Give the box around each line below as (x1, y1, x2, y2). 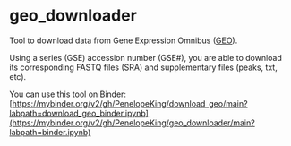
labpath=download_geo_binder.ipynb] (9, 107, 150, 118)
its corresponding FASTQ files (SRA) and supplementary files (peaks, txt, (9, 62, 278, 73)
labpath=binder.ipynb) (9, 126, 91, 137)
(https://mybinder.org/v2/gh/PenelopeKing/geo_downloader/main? (9, 117, 255, 128)
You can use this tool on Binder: (9, 89, 127, 99)
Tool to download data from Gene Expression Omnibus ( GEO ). (9, 35, 238, 46)
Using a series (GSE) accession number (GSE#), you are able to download (9, 52, 282, 63)
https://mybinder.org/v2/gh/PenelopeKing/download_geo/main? (12, 98, 248, 108)
